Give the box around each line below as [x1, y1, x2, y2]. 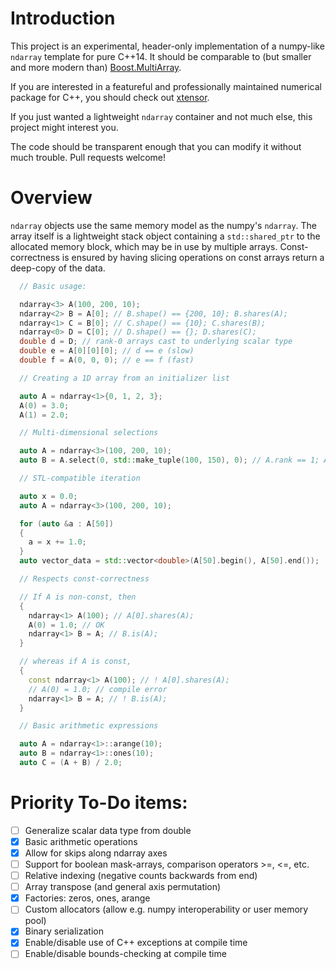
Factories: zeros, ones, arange [24, 892, 151, 904]
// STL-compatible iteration [19, 473, 141, 483]
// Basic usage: [19, 281, 87, 291]
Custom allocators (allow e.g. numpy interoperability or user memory [24, 903, 309, 916]
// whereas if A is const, [19, 657, 132, 667]
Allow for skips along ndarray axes [24, 847, 168, 859]
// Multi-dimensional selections [19, 428, 159, 438]
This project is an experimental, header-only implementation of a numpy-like [10, 40, 325, 52]
